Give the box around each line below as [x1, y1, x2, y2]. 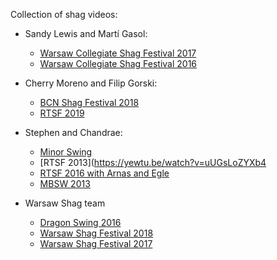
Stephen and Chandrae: [24, 127, 123, 138]
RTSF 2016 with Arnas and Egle [39, 167, 170, 179]
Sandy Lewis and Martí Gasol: [24, 28, 148, 39]
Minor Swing [39, 146, 93, 158]
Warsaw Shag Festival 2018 [39, 227, 154, 239]
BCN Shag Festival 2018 [39, 97, 140, 108]
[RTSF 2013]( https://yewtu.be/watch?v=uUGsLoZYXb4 [39, 157, 267, 168]
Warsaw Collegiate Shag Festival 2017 [39, 47, 197, 59]
